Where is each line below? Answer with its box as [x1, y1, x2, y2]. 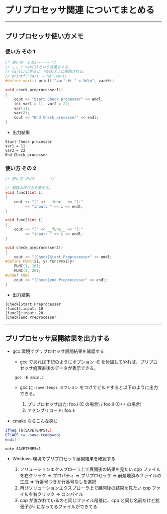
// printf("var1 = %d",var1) [5, 74, 67, 79]
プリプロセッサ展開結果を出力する [5, 334, 110, 343]
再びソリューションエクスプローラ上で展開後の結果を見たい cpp [19, 485, 151, 491]
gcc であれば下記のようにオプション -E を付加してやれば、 [19, 359, 141, 365]
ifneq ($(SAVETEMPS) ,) [5, 428, 52, 433]
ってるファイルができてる [45, 504, 98, 510]
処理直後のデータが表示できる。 [33, 365, 98, 371]
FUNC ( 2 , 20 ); [14, 268, 41, 273]
